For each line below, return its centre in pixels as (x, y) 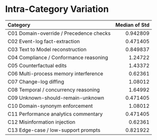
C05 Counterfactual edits (37, 66)
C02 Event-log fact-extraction (44, 41)
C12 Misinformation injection (41, 122)
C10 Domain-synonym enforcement (50, 106)
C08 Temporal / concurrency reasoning (54, 89)
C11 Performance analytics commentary (55, 114)
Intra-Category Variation (57, 9)
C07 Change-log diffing (36, 81)
